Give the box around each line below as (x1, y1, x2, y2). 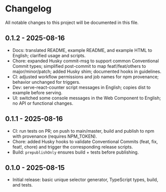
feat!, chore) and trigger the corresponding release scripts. (12, 144, 133, 150)
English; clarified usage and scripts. (12, 52, 86, 58)
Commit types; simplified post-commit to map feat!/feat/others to (12, 63, 146, 69)
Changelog (5, 3, 52, 14)
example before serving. (12, 89, 63, 95)
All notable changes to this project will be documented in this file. (5, 19, 139, 25)
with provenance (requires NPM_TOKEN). (12, 133, 97, 139)
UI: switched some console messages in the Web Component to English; (12, 95, 161, 101)
